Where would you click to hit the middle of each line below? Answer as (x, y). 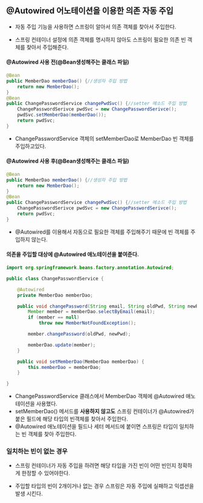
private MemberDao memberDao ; (55, 295)
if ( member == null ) (54, 317)
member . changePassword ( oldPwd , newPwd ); (79, 334)
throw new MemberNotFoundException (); (87, 323)
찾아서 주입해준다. (47, 47)
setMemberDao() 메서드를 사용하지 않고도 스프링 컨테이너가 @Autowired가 (105, 411)
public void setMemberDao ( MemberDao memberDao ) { (81, 362)
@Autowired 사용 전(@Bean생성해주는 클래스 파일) (68, 62)
